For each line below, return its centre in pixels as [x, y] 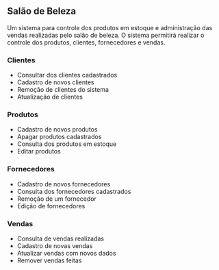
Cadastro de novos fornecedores [64, 184]
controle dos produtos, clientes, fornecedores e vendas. [86, 42]
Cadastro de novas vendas [55, 246]
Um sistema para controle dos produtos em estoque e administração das [110, 27]
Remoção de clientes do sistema [63, 90]
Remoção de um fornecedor [57, 199]
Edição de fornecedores [51, 206]
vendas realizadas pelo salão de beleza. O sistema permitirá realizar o [106, 35]
